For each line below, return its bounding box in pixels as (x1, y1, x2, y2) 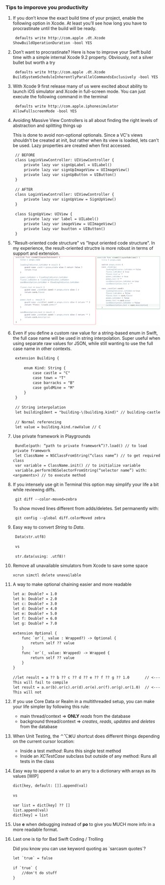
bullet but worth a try (12, 59, 55, 65)
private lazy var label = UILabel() (24, 217, 99, 222)
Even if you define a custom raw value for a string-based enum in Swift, (12, 330, 158, 336)
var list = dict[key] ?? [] (12, 803, 70, 808)
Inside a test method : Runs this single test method (20, 748, 121, 754)
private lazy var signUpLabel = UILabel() (24, 163, 112, 168)
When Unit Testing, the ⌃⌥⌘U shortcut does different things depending (12, 733, 160, 739)
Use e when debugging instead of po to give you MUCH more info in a (12, 821, 155, 827)
